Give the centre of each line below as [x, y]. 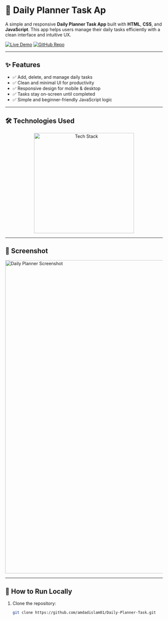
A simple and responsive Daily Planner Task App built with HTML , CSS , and [84, 24]
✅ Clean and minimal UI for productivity [53, 83]
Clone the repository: [34, 603]
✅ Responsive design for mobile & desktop [56, 88]
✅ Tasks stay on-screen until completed [54, 94]
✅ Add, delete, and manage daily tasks [52, 77]
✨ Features [23, 65]
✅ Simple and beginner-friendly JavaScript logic [62, 99]
